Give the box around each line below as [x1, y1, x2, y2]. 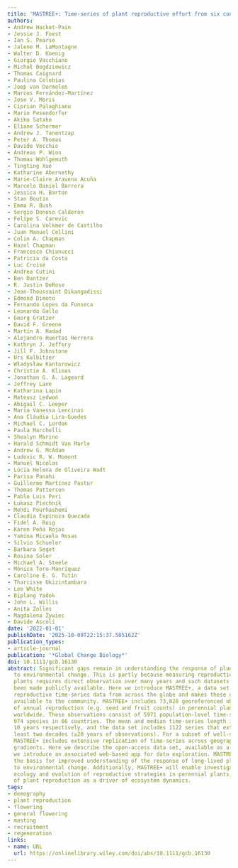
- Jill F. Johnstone [7, 348, 69, 355]
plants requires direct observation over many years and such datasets [13, 678, 230, 685]
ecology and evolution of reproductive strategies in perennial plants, [13, 771, 233, 778]
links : [7, 837, 27, 844]
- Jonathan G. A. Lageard [7, 374, 84, 381]
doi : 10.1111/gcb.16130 [7, 658, 78, 665]
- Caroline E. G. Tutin [7, 572, 78, 579]
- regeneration [7, 830, 52, 837]
